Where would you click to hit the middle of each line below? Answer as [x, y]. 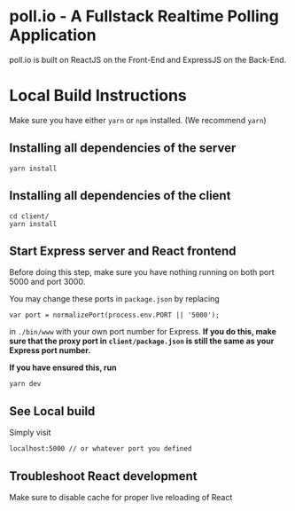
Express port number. [50, 350]
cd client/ [29, 216]
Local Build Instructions [98, 96]
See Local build [52, 411]
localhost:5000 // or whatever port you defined [101, 449]
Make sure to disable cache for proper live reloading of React [121, 497]
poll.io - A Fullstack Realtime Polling [144, 16]
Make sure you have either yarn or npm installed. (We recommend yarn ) [138, 120]
